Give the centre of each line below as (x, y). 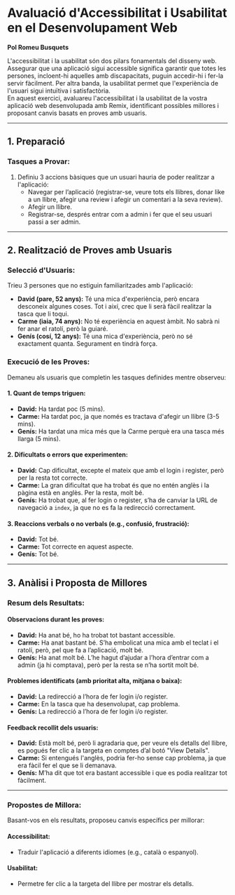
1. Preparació (36, 142)
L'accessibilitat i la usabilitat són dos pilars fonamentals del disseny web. (112, 60)
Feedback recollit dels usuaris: (53, 727)
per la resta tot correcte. (52, 478)
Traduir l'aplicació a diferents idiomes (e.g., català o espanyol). (108, 852)
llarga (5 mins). (39, 438)
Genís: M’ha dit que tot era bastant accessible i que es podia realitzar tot (122, 773)
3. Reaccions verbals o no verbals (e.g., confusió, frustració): (98, 523)
